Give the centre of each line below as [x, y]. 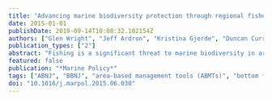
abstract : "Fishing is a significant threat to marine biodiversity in [132, 53]
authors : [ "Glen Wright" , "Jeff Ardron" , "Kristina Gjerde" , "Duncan [128, 38]
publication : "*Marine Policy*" [63, 69]
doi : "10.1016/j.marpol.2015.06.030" [72, 83]
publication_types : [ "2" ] [52, 46]
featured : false [36, 61]
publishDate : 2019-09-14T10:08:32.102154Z [81, 31]
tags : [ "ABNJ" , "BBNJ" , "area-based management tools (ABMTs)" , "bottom [134, 76]
